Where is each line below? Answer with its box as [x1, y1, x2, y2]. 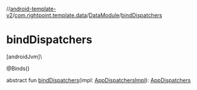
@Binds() [6, 64, 30, 72]
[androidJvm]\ [6, 53, 43, 60]
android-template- [10, 5, 57, 12]
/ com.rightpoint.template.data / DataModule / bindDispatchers [12, 12, 162, 19]
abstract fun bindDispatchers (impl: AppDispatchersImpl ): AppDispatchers [6, 76, 191, 84]
